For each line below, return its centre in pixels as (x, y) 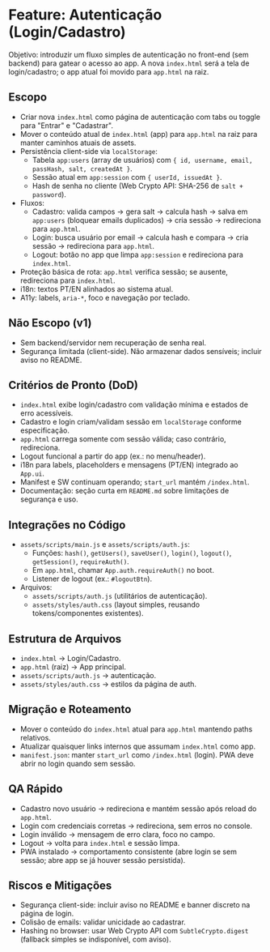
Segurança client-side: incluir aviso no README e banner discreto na (135, 905)
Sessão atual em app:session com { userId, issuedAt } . (127, 177)
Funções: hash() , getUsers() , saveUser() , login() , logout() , (132, 553)
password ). (49, 194)
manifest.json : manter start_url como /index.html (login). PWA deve (137, 754)
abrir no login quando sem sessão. (78, 763)
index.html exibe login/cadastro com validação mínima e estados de (134, 405)
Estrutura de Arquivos (65, 639)
